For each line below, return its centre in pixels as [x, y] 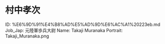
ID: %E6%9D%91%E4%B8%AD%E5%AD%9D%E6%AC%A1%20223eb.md [83, 24]
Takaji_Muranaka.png [27, 36]
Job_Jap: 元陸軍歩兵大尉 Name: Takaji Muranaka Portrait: [64, 30]
